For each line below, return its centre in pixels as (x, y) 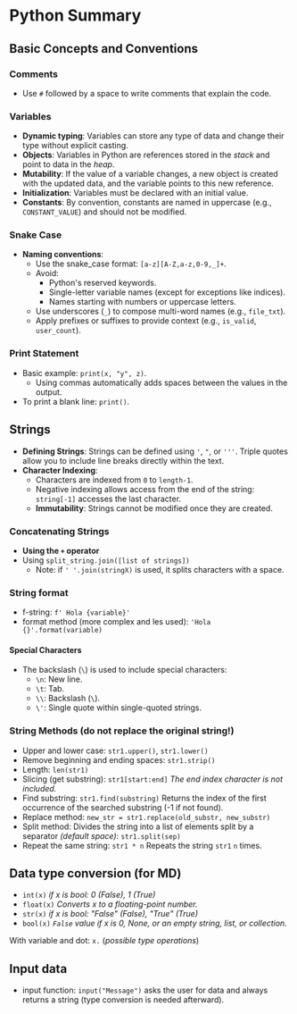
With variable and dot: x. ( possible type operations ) (104, 941)
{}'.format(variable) (62, 631)
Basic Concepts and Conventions (104, 49)
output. (49, 392)
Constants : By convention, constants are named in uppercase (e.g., (147, 203)
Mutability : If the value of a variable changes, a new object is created (150, 174)
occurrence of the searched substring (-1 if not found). (123, 807)
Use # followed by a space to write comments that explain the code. (147, 93)
